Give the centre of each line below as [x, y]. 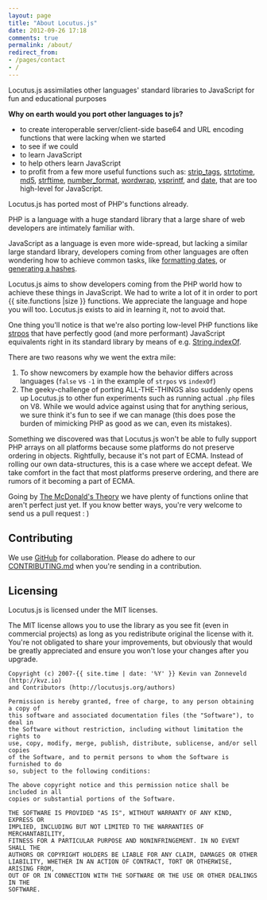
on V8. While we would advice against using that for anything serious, [134, 406]
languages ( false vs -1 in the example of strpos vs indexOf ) [118, 381]
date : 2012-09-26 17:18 [48, 30]
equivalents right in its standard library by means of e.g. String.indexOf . [125, 341]
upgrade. [23, 659]
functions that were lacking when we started [93, 138]
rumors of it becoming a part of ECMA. [72, 481]
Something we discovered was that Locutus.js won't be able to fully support [132, 438]
